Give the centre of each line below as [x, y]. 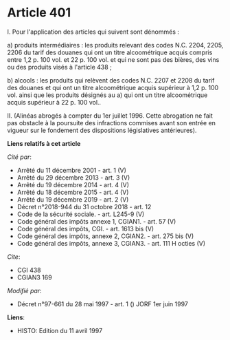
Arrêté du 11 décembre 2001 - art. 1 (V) [72, 170]
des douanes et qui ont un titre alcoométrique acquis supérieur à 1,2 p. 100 [113, 87]
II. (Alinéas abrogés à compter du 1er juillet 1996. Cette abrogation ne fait [110, 116]
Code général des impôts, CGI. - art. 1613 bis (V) [85, 229]
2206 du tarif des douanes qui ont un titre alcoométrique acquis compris [110, 52]
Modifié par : [25, 290]
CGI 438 [29, 270]
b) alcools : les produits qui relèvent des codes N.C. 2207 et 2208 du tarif [111, 80]
